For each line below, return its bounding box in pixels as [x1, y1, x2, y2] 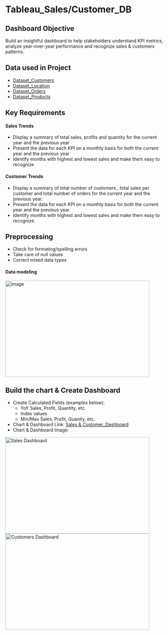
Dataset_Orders [12, 88, 46, 94]
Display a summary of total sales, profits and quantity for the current [12, 134, 157, 140]
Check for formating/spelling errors [12, 246, 88, 252]
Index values [20, 410, 48, 417]
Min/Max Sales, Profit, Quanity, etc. [20, 416, 95, 422]
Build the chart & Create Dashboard [5, 386, 120, 395]
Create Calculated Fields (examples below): [12, 400, 105, 406]
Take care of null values [12, 251, 63, 258]
